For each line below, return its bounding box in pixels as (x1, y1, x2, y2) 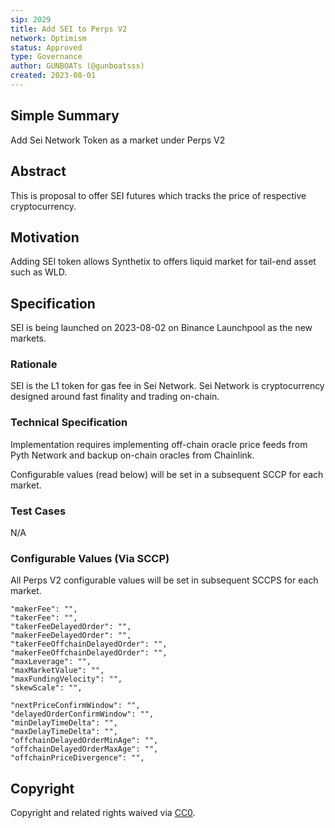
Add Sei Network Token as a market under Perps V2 (10, 134, 226, 146)
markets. (10, 332, 47, 345)
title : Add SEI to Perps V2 (10, 24, 128, 34)
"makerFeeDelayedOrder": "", (10, 631, 132, 641)
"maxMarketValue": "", (10, 666, 105, 676)
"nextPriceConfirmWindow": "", (10, 701, 141, 711)
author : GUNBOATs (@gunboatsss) (10, 61, 145, 71)
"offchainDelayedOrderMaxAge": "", (10, 744, 159, 755)
